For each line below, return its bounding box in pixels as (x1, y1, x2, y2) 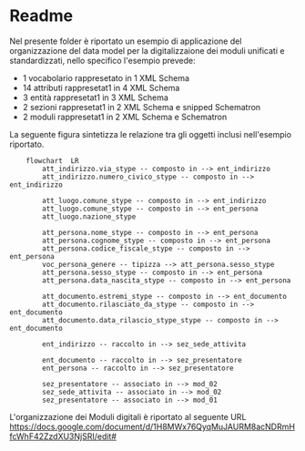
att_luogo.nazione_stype (42, 211, 137, 221)
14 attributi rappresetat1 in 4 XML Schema (22, 82, 180, 93)
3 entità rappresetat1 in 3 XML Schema (22, 92, 168, 103)
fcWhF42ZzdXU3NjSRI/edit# (9, 430, 117, 442)
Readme (9, 5, 74, 26)
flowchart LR (25, 156, 79, 165)
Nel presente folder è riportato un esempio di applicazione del (9, 36, 242, 46)
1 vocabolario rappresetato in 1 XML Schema (22, 72, 189, 83)
